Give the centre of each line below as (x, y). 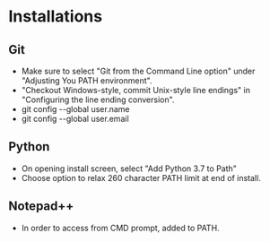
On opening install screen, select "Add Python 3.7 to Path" (129, 169)
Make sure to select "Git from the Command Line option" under (138, 71)
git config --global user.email (75, 119)
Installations (56, 17)
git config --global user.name (76, 109)
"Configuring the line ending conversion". (98, 99)
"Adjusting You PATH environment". (87, 81)
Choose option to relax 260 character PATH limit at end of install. (141, 177)
